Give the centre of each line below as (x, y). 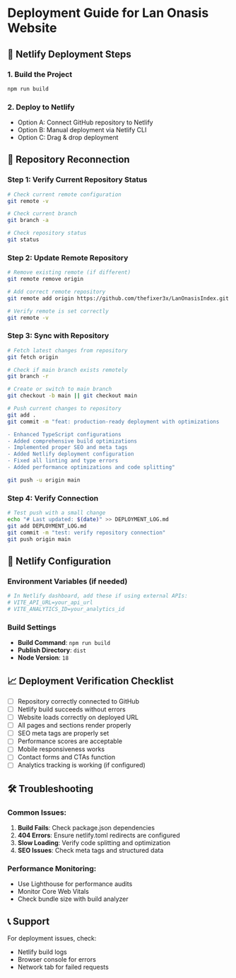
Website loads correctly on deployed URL (78, 717)
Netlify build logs (42, 952)
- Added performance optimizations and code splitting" (91, 467)
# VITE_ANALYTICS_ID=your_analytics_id (66, 609)
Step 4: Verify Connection (53, 498)
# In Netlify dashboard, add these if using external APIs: (98, 596)
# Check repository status (47, 233)
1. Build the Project (40, 74)
